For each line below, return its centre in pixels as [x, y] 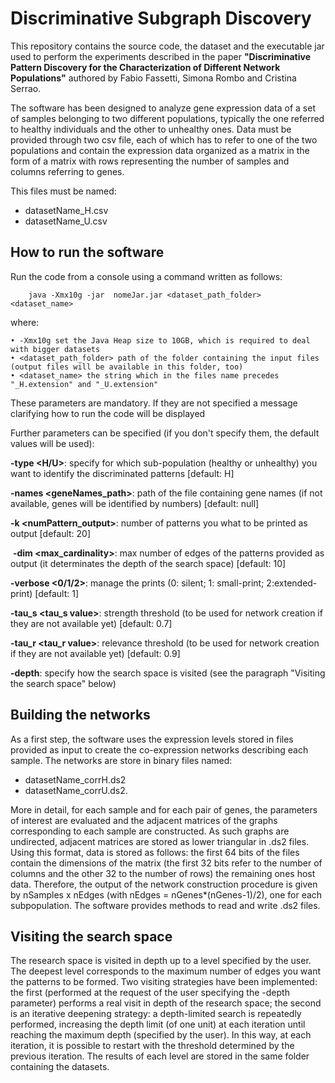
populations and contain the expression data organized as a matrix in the [160, 150]
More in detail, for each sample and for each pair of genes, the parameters [164, 809]
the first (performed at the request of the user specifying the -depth [150, 993]
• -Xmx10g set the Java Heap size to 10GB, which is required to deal [160, 340]
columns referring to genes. [67, 171]
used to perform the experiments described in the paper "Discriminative [160, 56]
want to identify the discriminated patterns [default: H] [122, 473]
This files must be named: [63, 191]
